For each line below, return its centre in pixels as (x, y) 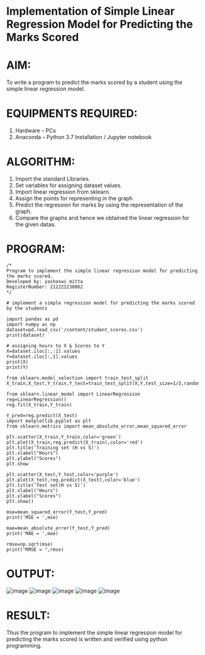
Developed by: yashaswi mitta (45, 281)
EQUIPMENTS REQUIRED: (72, 114)
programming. (24, 645)
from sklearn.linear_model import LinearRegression (73, 394)
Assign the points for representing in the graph (74, 198)
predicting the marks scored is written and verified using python (87, 639)
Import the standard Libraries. (52, 179)
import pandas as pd (33, 319)
